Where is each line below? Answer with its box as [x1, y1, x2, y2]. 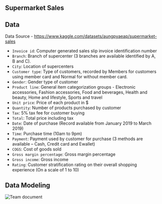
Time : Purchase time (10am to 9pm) [12, 131, 82, 137]
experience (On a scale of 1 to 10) [12, 167, 79, 173]
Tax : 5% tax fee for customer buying [12, 110, 85, 116]
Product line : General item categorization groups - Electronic [12, 84, 136, 90]
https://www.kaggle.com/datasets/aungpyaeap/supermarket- [33, 34, 157, 39]
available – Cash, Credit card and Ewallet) [12, 141, 96, 147]
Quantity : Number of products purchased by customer [12, 105, 121, 111]
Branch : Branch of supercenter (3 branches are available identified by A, [12, 53, 156, 59]
